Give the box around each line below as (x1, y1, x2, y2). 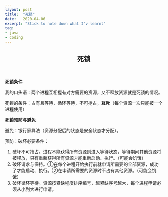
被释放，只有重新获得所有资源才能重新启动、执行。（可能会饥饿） (12, 155, 146, 161)
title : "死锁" (5, 12, 35, 17)
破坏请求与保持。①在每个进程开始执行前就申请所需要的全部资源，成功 (12, 161, 159, 167)
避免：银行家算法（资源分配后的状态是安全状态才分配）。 (5, 127, 121, 133)
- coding (5, 35, 23, 40)
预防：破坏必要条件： (5, 138, 49, 144)
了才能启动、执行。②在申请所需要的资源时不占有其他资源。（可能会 (12, 167, 152, 173)
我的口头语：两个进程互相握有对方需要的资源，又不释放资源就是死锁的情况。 (5, 89, 163, 95)
